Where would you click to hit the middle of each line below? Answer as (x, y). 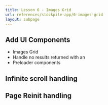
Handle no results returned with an (49, 57)
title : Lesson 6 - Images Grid (38, 10)
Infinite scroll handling (41, 78)
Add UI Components (38, 40)
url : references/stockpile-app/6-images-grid (54, 15)
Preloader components (37, 63)
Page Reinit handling (39, 96)
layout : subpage (22, 19)
